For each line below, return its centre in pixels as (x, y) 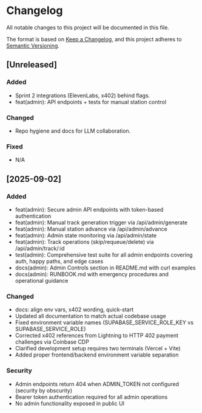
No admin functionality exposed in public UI (70, 403)
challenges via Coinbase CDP (52, 342)
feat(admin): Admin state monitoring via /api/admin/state (86, 235)
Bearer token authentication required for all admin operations (91, 397)
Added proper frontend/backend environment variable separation (97, 355)
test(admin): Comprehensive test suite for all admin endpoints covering (104, 255)
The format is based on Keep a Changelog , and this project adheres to (94, 39)
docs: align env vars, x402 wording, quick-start (74, 310)
